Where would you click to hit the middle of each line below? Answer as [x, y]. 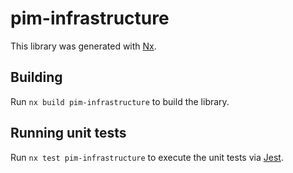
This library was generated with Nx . [83, 46]
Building [36, 77]
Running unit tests [68, 133]
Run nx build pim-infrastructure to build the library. [120, 101]
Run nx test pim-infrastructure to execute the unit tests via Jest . [147, 157]
